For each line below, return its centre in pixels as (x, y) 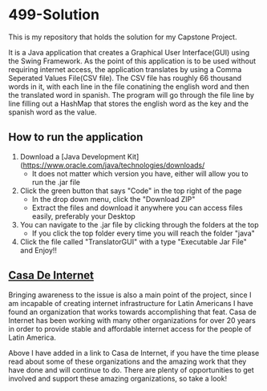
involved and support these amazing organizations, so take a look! (117, 378)
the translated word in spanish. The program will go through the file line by (131, 95)
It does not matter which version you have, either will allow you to (140, 173)
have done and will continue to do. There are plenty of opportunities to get (131, 369)
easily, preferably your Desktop (84, 216)
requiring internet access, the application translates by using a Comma (125, 69)
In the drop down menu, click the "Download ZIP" (113, 199)
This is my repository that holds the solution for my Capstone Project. (123, 37)
